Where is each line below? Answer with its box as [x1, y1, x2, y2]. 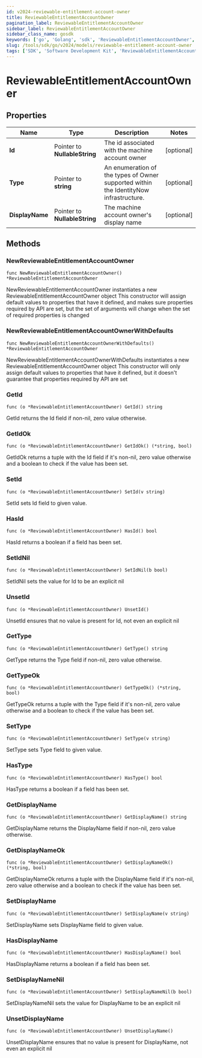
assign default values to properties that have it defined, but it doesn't [6, 369, 177, 376]
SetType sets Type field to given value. [6, 746, 102, 754]
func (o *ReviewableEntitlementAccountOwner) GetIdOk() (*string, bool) [6, 443, 192, 449]
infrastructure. [104, 193, 145, 201]
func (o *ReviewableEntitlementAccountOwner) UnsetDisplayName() [6, 1028, 173, 1035]
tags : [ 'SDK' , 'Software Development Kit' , [6, 48, 117, 54]
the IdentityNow [104, 186, 149, 194]
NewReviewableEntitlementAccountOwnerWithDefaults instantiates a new [6, 356, 189, 363]
